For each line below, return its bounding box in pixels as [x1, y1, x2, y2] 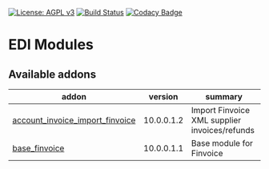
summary [205, 91, 243, 102]
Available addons [8, 67, 97, 81]
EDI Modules [8, 36, 94, 54]
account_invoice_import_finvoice [12, 115, 136, 126]
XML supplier [191, 115, 242, 126]
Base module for [191, 138, 254, 148]
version [148, 91, 179, 102]
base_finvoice [12, 143, 65, 154]
